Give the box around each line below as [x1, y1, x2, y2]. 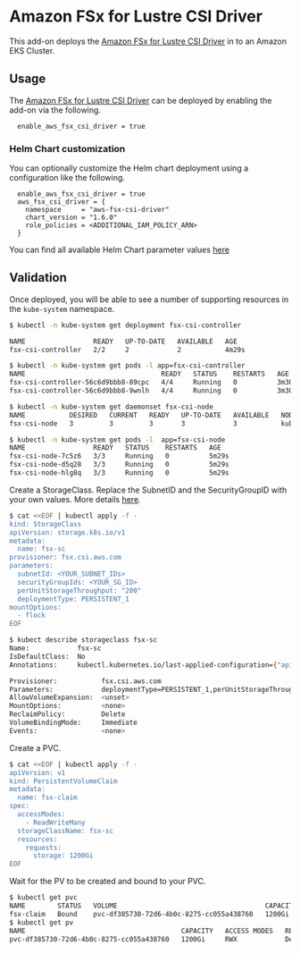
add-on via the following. [9, 105, 101, 115]
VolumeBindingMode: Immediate [9, 718, 138, 728]
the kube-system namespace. [9, 303, 115, 314]
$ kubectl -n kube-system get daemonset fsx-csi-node [9, 402, 214, 411]
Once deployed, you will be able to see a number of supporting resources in [9, 293, 288, 305]
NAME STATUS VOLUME [9, 901, 118, 911]
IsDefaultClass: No [9, 652, 87, 661]
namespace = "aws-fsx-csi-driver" [25, 206, 170, 215]
